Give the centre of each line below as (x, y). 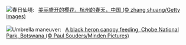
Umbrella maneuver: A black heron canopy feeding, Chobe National (95, 30)
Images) (16, 16)
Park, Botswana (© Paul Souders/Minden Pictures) (68, 36)
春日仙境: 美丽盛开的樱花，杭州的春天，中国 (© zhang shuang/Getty (96, 10)
